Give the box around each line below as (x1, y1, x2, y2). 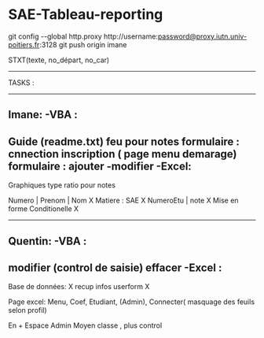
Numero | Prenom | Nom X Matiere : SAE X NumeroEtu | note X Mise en (8, 195, 239, 206)
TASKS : (8, 77, 35, 87)
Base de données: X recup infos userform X (8, 282, 150, 292)
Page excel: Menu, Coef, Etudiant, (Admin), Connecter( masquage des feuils (8, 297, 255, 306)
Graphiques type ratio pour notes (8, 180, 116, 190)
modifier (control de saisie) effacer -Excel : (8, 261, 222, 274)
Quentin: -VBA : (8, 234, 87, 247)
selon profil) (8, 306, 47, 315)
